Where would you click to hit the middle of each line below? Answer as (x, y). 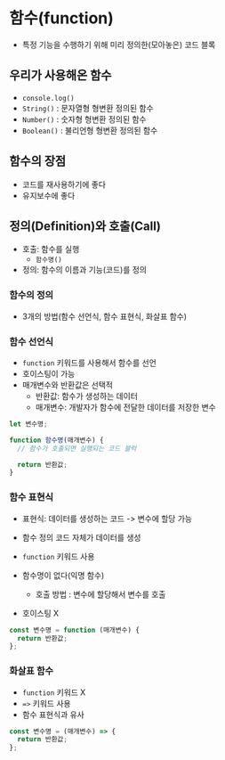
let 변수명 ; (28, 424)
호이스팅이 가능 (48, 373)
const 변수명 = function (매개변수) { (75, 630)
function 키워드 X (54, 692)
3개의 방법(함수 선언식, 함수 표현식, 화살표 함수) (104, 316)
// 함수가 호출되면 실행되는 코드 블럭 (77, 448)
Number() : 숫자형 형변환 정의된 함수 (84, 119)
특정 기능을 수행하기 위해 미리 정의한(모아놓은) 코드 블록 (119, 45)
